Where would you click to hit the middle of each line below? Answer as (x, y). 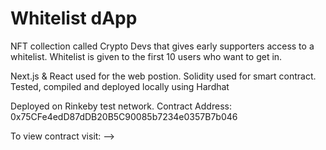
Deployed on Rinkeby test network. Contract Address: (121, 106)
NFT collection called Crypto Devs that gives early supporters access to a (162, 46)
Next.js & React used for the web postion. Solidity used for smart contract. (163, 76)
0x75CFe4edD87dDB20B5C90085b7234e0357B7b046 (124, 116)
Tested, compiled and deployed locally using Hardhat (120, 86)
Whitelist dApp (74, 18)
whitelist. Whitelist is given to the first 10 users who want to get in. (146, 56)
